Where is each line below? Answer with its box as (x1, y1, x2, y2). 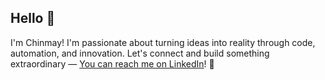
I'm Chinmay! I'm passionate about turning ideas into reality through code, (10, 36, 316, 48)
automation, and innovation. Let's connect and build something (10, 47, 270, 59)
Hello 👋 (10, 10, 56, 27)
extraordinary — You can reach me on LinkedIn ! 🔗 (10, 57, 215, 70)
